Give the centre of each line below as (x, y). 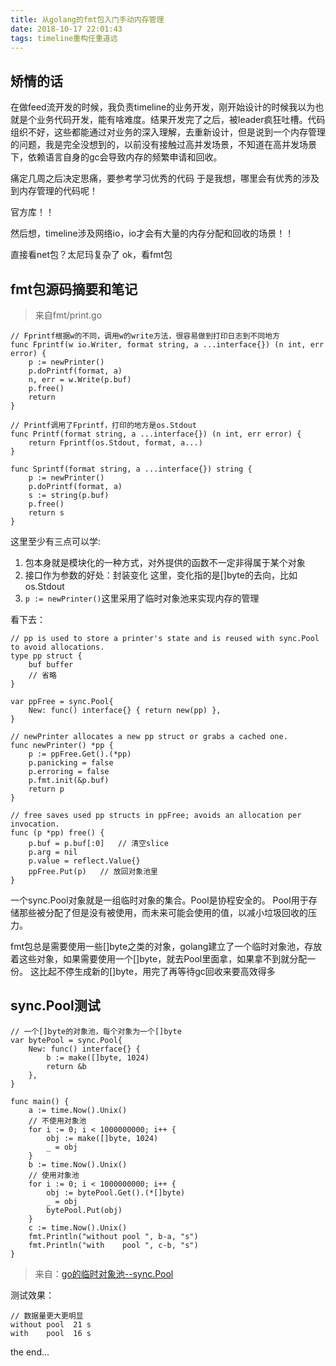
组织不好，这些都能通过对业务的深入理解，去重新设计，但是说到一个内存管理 (168, 132)
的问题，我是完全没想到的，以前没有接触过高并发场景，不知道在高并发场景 (163, 145)
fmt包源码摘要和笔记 (74, 289)
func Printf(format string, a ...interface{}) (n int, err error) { (156, 434)
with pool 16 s (51, 1333)
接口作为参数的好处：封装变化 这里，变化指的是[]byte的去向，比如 (161, 575)
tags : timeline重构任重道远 (64, 38)
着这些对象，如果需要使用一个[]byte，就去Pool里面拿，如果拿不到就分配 (159, 959)
